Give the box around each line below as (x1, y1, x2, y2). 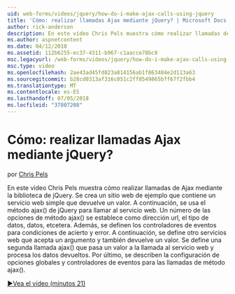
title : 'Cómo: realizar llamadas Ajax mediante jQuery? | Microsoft (7, 17, 211, 24)
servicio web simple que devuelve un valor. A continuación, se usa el (7, 198, 206, 207)
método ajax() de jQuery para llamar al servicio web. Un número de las (7, 206, 211, 214)
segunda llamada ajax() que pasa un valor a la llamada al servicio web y (7, 243, 215, 251)
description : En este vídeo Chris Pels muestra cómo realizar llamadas (7, 29, 220, 37)
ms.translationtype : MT (7, 82, 77, 89)
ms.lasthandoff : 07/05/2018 (7, 95, 90, 102)
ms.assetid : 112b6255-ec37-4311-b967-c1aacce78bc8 (7, 50, 158, 57)
